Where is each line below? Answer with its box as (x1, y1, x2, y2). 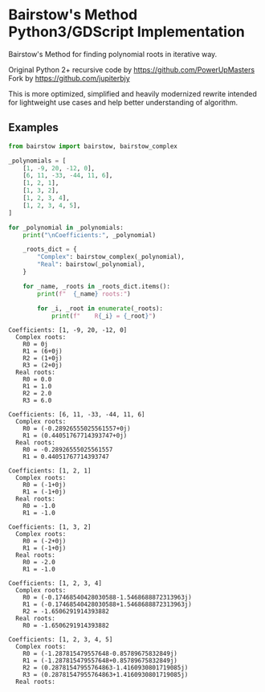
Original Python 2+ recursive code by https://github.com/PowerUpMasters (8, 64, 255, 74)
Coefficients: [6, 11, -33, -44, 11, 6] (8, 411, 146, 419)
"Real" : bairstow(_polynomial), (37, 260, 146, 268)
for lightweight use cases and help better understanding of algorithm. (8, 97, 238, 107)
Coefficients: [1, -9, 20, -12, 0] (8, 326, 128, 334)
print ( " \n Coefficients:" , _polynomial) (22, 231, 157, 239)
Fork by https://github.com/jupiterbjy (8, 73, 130, 83)
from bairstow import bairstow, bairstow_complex (8, 142, 178, 150)
